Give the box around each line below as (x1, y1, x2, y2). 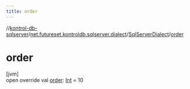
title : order (6, 8, 38, 15)
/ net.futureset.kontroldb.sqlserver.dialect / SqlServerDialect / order (28, 30, 184, 38)
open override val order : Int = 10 (6, 76, 84, 83)
